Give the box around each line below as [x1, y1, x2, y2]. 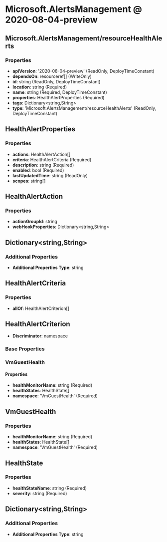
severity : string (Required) [12, 490, 67, 496]
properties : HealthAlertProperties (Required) [12, 94, 105, 100]
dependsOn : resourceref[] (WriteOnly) [12, 73, 92, 79]
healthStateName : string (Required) [12, 485, 87, 491]
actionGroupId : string [12, 219, 57, 225]
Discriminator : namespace [12, 333, 68, 339]
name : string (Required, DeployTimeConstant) [12, 89, 107, 95]
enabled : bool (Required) [12, 167, 64, 173]
